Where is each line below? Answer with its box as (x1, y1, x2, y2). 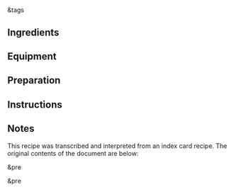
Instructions (7, 98, 62, 111)
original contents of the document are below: (7, 149, 139, 157)
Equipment (7, 50, 57, 62)
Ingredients (7, 26, 60, 38)
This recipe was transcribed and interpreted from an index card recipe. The (7, 141, 228, 150)
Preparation (7, 74, 61, 86)
